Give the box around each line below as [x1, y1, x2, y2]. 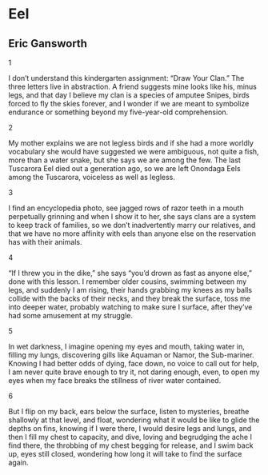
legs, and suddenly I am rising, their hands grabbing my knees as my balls [8, 285, 253, 294]
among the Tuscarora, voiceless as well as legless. [8, 173, 176, 182]
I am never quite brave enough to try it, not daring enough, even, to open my [8, 367, 260, 377]
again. [8, 457, 30, 467]
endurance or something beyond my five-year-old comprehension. [8, 107, 229, 117]
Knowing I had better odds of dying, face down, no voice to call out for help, [8, 359, 259, 368]
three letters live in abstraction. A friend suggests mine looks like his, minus [8, 82, 258, 91]
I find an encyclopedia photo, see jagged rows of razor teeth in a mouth [8, 203, 244, 213]
